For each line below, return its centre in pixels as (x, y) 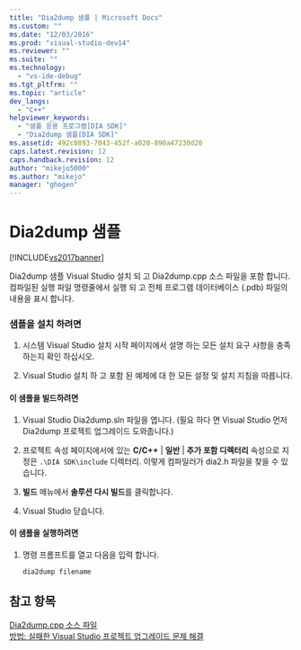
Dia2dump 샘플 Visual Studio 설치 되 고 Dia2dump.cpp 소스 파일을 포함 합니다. (150, 276)
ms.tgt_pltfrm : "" (44, 85)
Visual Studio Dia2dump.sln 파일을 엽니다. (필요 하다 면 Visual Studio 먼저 (155, 420)
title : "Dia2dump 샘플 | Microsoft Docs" (86, 18)
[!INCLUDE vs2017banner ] (57, 258)
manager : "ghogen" (44, 185)
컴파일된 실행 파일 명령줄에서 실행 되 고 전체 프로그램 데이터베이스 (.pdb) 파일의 (149, 288)
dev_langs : (30, 101)
